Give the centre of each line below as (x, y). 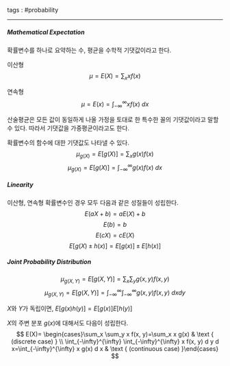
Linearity (20, 185)
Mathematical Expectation (46, 32)
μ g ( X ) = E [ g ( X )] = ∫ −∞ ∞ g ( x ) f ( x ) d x (115, 168)
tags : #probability (33, 10)
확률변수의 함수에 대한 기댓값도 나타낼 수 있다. (68, 143)
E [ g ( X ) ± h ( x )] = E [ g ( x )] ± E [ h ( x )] (115, 246)
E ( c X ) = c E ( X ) (115, 235)
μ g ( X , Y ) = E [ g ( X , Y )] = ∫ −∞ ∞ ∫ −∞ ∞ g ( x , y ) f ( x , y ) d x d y (115, 293)
